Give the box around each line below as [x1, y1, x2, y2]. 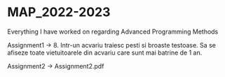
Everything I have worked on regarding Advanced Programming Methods [7, 27, 219, 36]
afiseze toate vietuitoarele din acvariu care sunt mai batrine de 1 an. [7, 48, 203, 57]
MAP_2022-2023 [7, 4, 111, 20]
